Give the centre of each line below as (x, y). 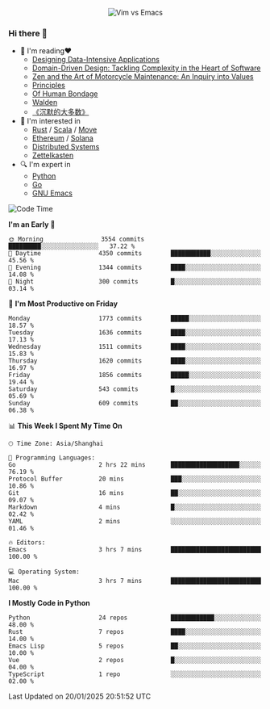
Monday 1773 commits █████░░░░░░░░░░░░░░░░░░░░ (135, 319)
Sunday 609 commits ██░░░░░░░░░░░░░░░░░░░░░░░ (135, 404)
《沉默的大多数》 (60, 112)
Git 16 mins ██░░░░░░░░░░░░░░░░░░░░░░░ (135, 493)
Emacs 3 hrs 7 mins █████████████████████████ (135, 550)
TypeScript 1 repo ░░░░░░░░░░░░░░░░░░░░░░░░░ (135, 674)
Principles (49, 86)
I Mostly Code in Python (49, 603)
